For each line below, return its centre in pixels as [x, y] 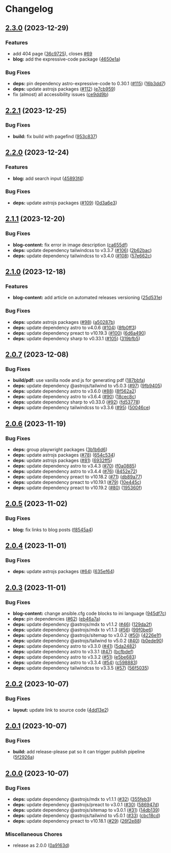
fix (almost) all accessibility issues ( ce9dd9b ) [61, 94]
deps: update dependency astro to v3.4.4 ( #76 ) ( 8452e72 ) [75, 471]
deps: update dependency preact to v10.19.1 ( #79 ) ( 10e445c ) [77, 482]
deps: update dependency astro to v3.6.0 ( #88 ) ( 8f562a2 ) [74, 391]
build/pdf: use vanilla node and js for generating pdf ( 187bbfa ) [79, 380]
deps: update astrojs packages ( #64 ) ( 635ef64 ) [63, 571]
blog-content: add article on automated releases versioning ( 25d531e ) [88, 298]
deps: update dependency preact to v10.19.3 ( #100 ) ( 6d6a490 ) [79, 333]
